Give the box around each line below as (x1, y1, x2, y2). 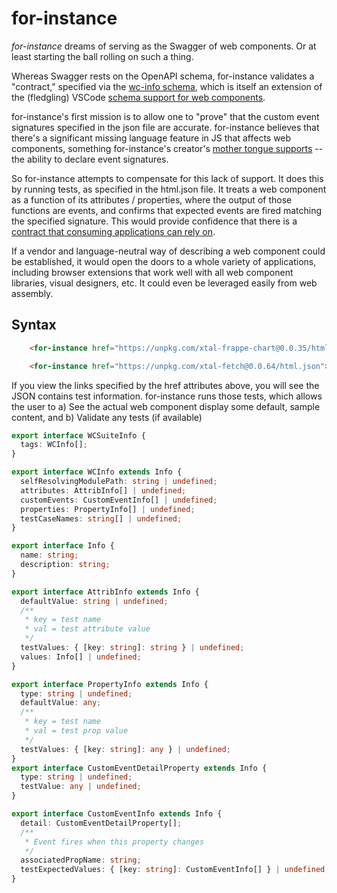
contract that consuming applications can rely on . (11, 225, 216, 237)
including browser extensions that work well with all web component (11, 266, 294, 278)
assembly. (11, 287, 54, 299)
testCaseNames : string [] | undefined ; (20, 513, 183, 524)
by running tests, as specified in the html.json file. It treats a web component (11, 183, 327, 195)
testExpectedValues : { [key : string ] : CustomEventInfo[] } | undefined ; (20, 865, 330, 875)
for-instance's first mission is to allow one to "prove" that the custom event (11, 110, 320, 122)
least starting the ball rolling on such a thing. (11, 50, 194, 62)
